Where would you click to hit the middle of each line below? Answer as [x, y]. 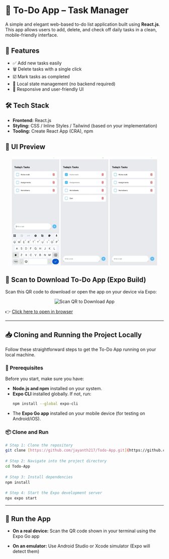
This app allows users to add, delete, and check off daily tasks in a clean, [81, 29]
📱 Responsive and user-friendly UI [48, 89]
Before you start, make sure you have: [45, 379]
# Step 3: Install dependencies [39, 477]
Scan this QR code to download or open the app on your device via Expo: [81, 292]
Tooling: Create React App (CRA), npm [53, 131]
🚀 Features [22, 51]
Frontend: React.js [32, 120]
